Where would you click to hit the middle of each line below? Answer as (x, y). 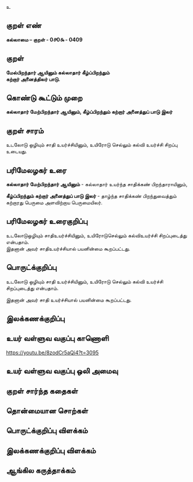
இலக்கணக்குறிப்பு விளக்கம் (51, 451)
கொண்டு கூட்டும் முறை (44, 98)
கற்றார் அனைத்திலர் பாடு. (33, 79)
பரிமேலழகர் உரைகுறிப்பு (47, 221)
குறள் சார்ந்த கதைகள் (42, 391)
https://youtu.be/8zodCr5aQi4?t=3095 (52, 353)
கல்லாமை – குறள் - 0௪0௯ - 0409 (44, 39)
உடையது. (17, 151)
